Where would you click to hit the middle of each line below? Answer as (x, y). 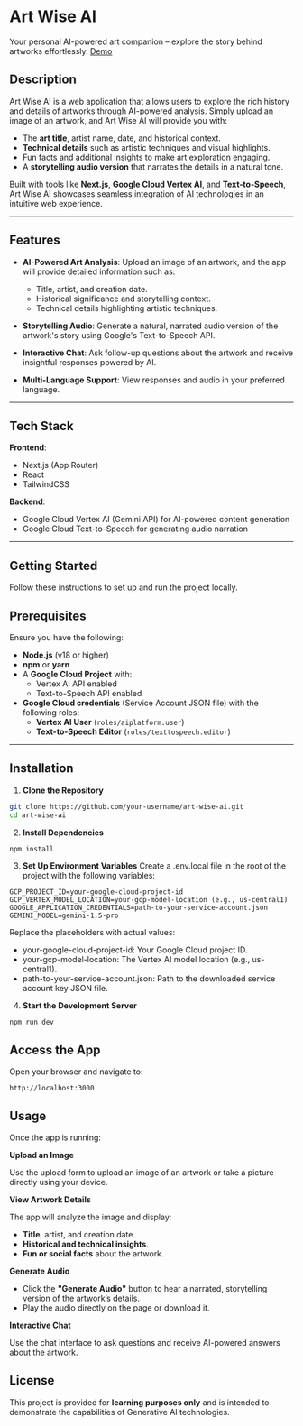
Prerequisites (48, 616)
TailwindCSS (46, 484)
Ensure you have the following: (67, 637)
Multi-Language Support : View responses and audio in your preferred (154, 380)
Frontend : (28, 447)
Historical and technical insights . (85, 1244)
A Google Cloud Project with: (77, 674)
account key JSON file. (65, 989)
